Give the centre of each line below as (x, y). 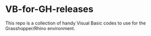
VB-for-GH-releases (49, 9)
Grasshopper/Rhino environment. (40, 28)
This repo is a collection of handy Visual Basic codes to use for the (75, 23)
